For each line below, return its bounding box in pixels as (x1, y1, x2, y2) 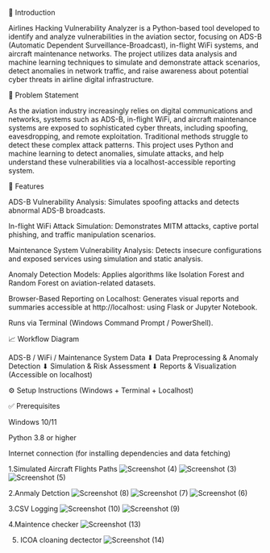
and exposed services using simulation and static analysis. (8, 254, 203, 264)
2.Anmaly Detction (8, 489, 70, 497)
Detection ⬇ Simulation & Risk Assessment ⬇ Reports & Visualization (8, 361, 237, 371)
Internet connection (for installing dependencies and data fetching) (8, 448, 231, 458)
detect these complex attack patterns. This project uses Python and (8, 140, 234, 149)
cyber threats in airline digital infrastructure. (8, 75, 155, 84)
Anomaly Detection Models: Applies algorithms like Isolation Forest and (8, 270, 244, 279)
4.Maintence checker (8, 520, 79, 529)
